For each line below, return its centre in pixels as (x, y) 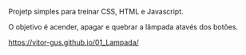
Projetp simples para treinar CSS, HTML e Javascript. (96, 12)
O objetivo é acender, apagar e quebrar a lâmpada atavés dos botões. (123, 27)
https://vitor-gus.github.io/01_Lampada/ (74, 42)
